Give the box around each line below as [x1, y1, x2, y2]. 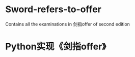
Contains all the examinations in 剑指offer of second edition [5, 21, 130, 27]
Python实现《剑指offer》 [5, 41, 106, 52]
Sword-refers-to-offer [5, 4, 102, 15]
